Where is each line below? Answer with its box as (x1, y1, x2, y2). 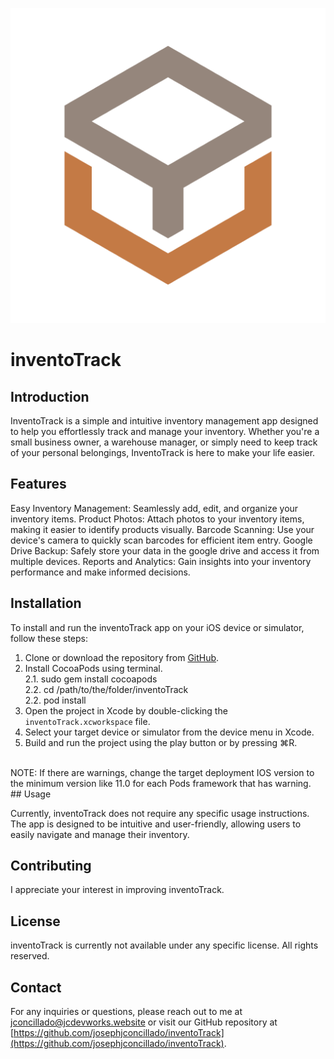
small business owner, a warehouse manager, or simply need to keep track (10, 436, 318, 448)
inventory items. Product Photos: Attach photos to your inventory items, (10, 513, 305, 525)
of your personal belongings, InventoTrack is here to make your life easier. (10, 447, 316, 458)
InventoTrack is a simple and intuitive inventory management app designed (10, 415, 319, 427)
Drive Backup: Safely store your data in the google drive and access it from (10, 544, 320, 557)
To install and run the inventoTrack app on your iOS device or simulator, (10, 621, 305, 633)
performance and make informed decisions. (10, 566, 191, 578)
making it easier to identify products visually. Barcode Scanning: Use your (10, 523, 315, 535)
